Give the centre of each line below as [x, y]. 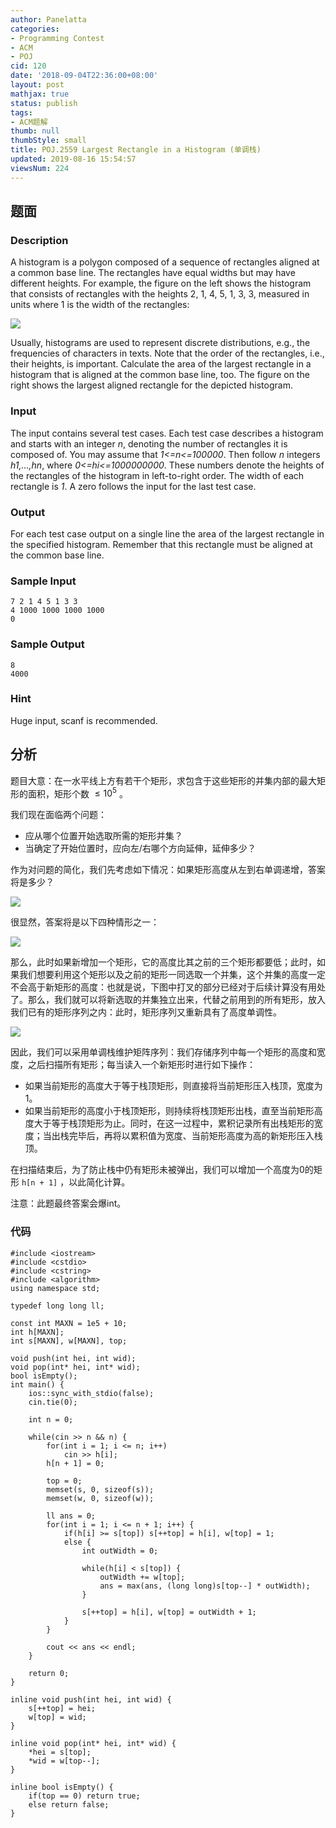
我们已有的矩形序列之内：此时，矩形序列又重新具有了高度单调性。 [146, 1012]
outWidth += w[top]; [142, 1577]
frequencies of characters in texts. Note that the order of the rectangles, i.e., [167, 353]
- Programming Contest [57, 38]
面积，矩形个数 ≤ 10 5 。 [77, 793]
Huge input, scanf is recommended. [84, 720]
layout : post [37, 85]
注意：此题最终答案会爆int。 [68, 1203]
